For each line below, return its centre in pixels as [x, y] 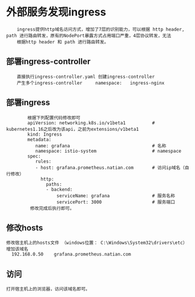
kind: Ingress [45, 134]
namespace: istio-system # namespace [108, 151]
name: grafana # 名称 [101, 146]
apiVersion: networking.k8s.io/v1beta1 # [91, 123]
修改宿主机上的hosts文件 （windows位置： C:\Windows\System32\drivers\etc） [97, 243]
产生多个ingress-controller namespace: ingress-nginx [91, 83]
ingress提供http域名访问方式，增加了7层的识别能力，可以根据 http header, [101, 29]
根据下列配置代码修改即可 [54, 118]
